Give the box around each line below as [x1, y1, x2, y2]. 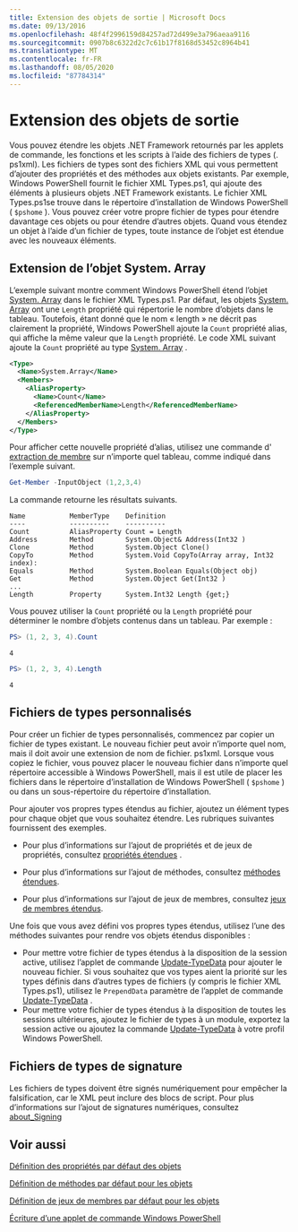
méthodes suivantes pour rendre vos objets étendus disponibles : [9, 929, 251, 941]
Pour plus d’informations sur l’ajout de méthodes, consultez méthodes [21, 866, 281, 877]
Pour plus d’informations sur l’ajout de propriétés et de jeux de [21, 840, 252, 850]
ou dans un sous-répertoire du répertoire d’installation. [9, 786, 212, 797]
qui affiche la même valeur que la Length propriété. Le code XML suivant [9, 332, 277, 343]
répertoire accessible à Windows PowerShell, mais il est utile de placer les [9, 767, 283, 778]
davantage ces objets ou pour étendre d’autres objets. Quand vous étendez [9, 216, 288, 227]
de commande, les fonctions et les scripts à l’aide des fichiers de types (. [9, 149, 279, 159]
